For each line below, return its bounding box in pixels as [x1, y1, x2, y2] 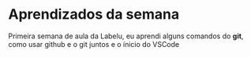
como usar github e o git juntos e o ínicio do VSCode [8, 39, 180, 48]
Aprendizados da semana [8, 5, 180, 23]
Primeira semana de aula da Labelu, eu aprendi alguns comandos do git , [8, 31, 244, 41]
